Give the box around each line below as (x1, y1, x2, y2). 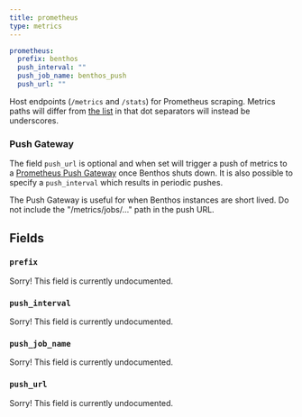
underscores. (9, 114, 59, 126)
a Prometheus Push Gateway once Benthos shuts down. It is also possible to (9, 168, 293, 178)
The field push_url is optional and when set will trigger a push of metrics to (9, 159, 288, 169)
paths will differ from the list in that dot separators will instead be (9, 105, 251, 116)
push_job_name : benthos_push (17, 71, 127, 81)
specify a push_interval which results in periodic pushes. (9, 177, 224, 188)
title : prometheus (9, 13, 78, 23)
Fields (9, 231, 45, 246)
